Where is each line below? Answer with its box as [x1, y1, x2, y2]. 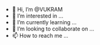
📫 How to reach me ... [12, 32, 68, 39]
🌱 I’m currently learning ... [12, 19, 77, 26]
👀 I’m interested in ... [12, 12, 64, 19]
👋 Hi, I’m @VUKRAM [12, 6, 63, 13]
